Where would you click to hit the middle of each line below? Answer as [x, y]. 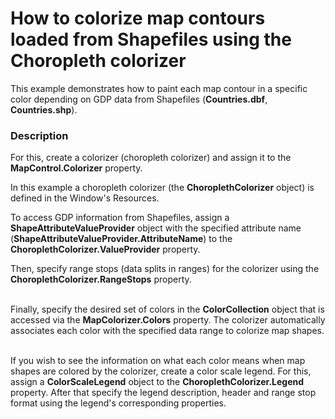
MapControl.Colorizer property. [76, 168]
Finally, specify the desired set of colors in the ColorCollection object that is [167, 309]
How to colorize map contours [138, 18]
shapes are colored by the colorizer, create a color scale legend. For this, [161, 371]
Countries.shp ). [44, 109]
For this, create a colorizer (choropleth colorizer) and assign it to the [151, 158]
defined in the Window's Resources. [85, 198]
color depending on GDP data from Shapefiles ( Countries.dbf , [139, 99]
